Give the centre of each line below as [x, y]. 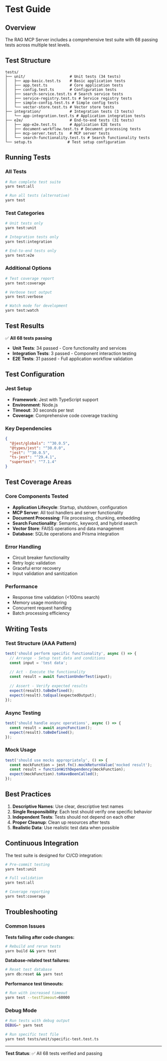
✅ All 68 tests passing [29, 338]
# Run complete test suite [33, 182]
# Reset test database [29, 970]
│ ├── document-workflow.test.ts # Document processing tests [73, 129]
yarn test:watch [22, 311]
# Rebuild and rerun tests [33, 946]
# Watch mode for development [37, 306]
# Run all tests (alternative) [38, 196]
